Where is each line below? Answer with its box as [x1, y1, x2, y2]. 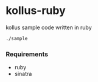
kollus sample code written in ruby [5, 24, 92, 31]
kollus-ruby [5, 4, 66, 18]
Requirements [5, 50, 49, 58]
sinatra [14, 70, 32, 78]
